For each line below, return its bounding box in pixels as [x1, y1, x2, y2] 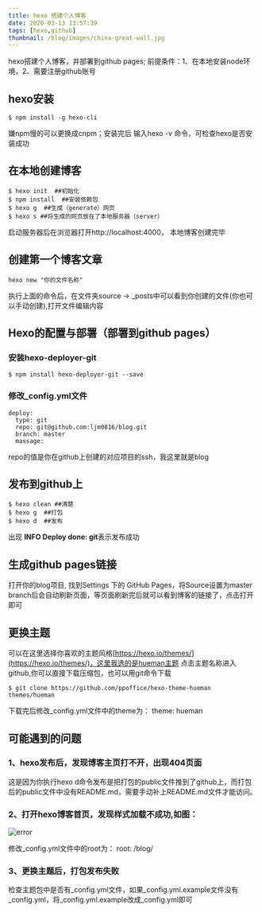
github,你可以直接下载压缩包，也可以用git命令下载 [8, 669, 172, 678]
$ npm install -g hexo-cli [8, 114, 98, 122]
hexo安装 [8, 92, 54, 106]
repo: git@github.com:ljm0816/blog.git [15, 423, 148, 431]
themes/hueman [8, 691, 56, 700]
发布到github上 [8, 478, 83, 491]
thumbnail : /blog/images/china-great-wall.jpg [8, 33, 165, 42]
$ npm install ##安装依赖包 [8, 196, 99, 204]
